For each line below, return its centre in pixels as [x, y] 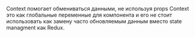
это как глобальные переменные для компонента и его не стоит [89, 15]
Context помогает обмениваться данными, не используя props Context [98, 9]
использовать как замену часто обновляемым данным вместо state [94, 21]
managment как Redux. [36, 27]
